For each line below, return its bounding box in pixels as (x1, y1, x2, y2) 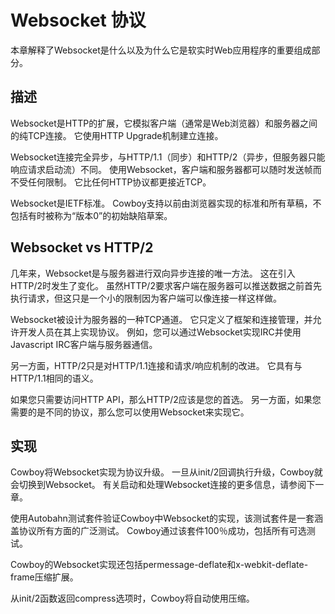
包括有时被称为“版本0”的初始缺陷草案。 (10, 209, 173, 221)
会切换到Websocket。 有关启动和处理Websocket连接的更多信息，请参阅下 (10, 479, 316, 491)
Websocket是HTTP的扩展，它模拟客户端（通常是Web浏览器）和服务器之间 (10, 117, 318, 129)
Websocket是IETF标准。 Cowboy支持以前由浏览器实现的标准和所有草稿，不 (10, 197, 322, 209)
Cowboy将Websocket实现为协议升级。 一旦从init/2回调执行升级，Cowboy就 (10, 466, 323, 478)
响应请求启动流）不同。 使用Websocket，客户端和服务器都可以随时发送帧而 (10, 163, 322, 175)
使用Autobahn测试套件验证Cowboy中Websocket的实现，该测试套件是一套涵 (10, 512, 323, 525)
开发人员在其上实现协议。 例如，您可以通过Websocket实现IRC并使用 (18, 326, 302, 338)
